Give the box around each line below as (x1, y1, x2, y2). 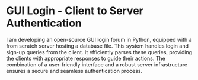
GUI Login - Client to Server (6, 4, 143, 18)
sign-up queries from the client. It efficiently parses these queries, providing (6, 48, 193, 55)
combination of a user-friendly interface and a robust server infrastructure (6, 61, 188, 68)
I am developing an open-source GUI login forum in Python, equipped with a (6, 36, 192, 43)
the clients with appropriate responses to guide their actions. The (6, 55, 166, 62)
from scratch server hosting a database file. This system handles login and (6, 42, 189, 49)
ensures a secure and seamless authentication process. (6, 67, 143, 74)
